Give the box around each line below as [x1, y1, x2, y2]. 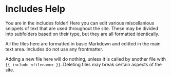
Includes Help [5, 3, 66, 15]
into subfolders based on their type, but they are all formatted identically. [5, 31, 160, 37]
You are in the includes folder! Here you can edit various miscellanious [5, 20, 155, 26]
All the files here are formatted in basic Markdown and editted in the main [5, 40, 161, 46]
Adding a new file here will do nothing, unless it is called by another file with [5, 56, 166, 62]
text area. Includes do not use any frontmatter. [5, 46, 104, 52]
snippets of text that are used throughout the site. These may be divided [5, 25, 158, 31]
